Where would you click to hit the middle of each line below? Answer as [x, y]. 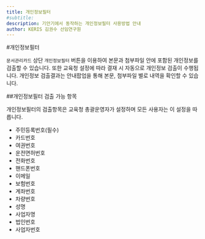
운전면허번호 [30, 153]
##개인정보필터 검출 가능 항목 [42, 96]
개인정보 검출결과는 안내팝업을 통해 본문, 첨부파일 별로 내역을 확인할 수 [103, 76]
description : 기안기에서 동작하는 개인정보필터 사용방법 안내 [74, 23]
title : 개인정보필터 [28, 12]
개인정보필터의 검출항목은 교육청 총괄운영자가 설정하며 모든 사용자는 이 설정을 [99, 109]
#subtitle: [20, 18]
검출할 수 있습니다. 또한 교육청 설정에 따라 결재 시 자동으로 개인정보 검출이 [94, 68]
